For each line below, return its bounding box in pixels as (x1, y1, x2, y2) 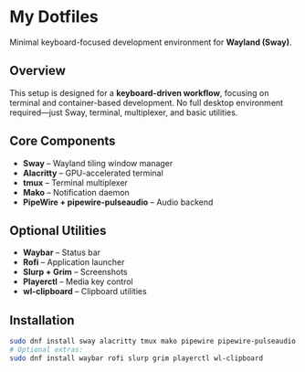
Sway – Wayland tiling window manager (22, 157, 174, 168)
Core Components (9, 133, 116, 149)
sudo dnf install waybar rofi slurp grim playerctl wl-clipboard (9, 354, 263, 363)
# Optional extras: (9, 345, 84, 355)
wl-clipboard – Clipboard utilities (22, 286, 148, 297)
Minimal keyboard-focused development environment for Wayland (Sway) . (9, 37, 292, 48)
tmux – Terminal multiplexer (22, 176, 128, 188)
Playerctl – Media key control (22, 276, 134, 287)
